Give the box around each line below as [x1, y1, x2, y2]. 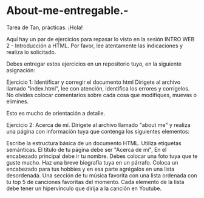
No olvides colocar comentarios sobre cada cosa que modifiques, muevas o [6, 91, 197, 98]
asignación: [6, 66, 35, 73]
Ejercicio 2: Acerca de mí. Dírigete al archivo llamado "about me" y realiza [6, 121, 191, 128]
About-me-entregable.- [6, 4, 129, 18]
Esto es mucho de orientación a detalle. [6, 109, 106, 117]
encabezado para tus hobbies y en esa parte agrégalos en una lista [6, 165, 175, 172]
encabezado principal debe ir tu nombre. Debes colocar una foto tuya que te [6, 152, 198, 160]
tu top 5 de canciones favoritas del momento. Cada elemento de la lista [6, 178, 185, 185]
